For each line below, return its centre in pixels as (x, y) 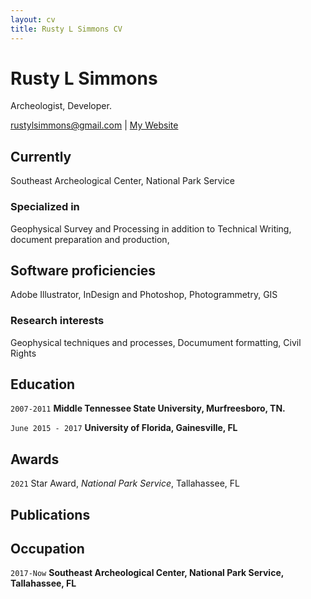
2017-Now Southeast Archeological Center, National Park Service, (147, 573)
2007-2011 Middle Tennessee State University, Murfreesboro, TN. (148, 408)
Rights (23, 353)
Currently (41, 156)
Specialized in (45, 207)
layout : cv (33, 19)
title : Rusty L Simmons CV (66, 29)
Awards (35, 459)
